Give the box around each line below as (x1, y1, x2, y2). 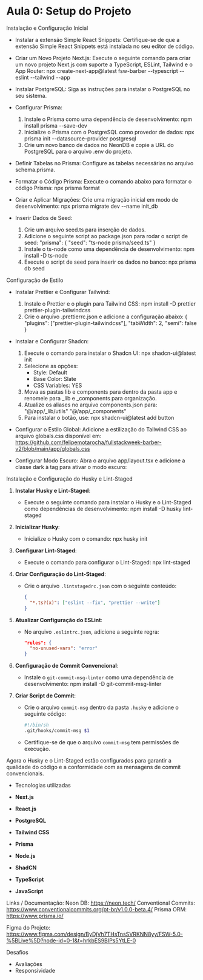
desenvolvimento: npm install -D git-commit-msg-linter (24, 680, 162, 688)
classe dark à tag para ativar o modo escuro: (15, 463, 127, 470)
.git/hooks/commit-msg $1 (24, 728, 90, 734)
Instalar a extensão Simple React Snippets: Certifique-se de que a (15, 36, 180, 43)
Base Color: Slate (33, 375, 77, 382)
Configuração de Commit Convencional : (15, 662, 119, 670)
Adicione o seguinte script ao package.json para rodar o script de (24, 232, 188, 239)
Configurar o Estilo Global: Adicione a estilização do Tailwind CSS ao (15, 425, 187, 433)
